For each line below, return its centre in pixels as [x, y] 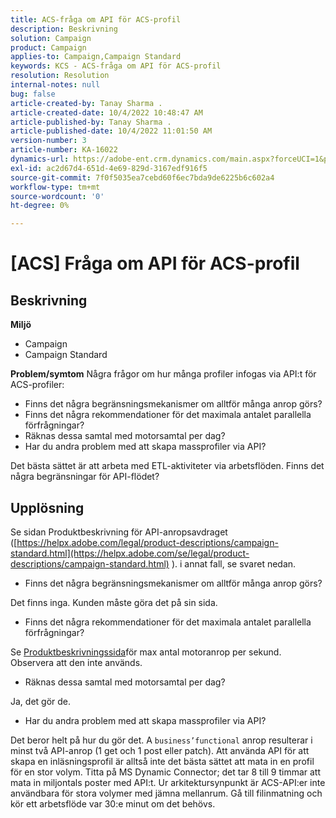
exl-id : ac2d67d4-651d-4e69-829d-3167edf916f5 [109, 168]
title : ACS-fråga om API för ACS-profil [96, 19]
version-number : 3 [48, 141]
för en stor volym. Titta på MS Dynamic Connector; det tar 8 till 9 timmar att [166, 772]
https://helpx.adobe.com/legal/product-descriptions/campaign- [147, 542]
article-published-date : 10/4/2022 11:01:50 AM [111, 131]
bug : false [33, 94]
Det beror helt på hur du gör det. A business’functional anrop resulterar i [161, 740]
